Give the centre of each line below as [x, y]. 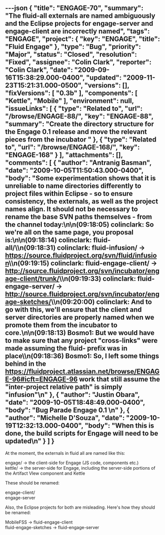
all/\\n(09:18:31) [30, 248]
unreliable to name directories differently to [73, 186]
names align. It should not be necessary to [71, 209]
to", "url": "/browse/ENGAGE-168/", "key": [72, 147]
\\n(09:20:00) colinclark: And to [101, 302]
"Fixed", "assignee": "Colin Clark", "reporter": [78, 62]
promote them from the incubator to [61, 325]
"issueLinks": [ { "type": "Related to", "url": [74, 109]
